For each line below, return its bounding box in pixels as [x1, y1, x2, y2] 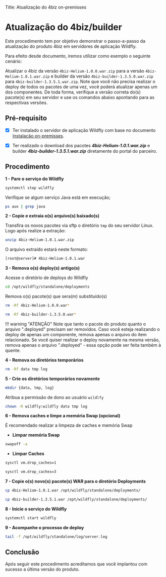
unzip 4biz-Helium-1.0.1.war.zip [5, 237, 74, 243]
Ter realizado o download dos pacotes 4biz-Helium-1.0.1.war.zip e [12, 142, 150, 148]
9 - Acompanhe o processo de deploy [5, 524, 84, 530]
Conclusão [5, 548, 40, 556]
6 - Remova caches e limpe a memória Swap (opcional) [5, 413, 120, 419]
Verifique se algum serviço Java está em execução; [5, 194, 111, 200]
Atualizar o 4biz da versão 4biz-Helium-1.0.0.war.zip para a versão [5, 68, 145, 74]
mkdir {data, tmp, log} [5, 385, 55, 390]
